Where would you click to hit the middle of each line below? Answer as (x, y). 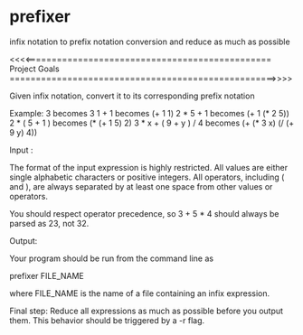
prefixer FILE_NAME (47, 275)
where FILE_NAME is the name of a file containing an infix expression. (140, 293)
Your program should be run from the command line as (112, 258)
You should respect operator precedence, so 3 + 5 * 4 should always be (144, 213)
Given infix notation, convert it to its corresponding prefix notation (132, 96)
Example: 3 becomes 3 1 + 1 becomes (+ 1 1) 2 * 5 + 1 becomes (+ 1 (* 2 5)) (149, 113)
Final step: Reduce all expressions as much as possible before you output (146, 311)
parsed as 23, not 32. (49, 223)
